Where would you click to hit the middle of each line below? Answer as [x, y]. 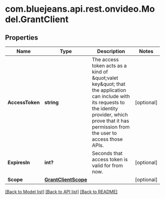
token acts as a [109, 66]
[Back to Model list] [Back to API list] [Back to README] [61, 192]
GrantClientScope [66, 180]
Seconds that [107, 153]
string [52, 102]
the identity [105, 109]
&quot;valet [105, 78]
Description [111, 51]
